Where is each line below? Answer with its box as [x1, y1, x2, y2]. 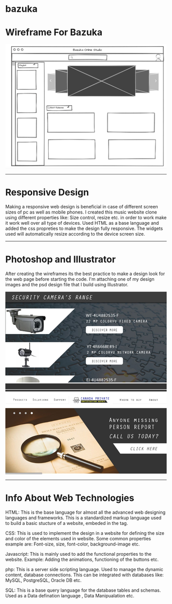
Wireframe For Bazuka [5, 27, 102, 38]
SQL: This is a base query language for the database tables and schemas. [5, 587, 161, 593]
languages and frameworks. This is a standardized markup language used [5, 514, 162, 521]
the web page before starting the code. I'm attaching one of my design [5, 276, 155, 282]
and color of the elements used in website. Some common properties [5, 535, 151, 541]
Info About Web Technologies [5, 492, 135, 503]
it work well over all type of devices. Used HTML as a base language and [5, 220, 159, 226]
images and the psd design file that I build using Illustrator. [5, 281, 129, 287]
